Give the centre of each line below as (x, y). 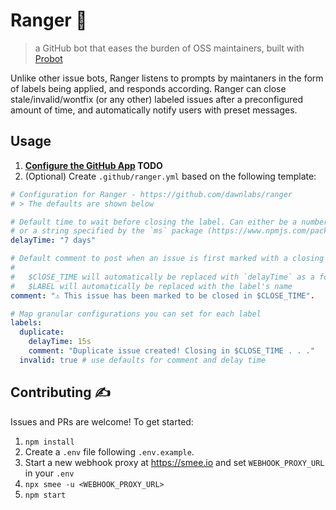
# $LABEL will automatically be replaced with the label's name (151, 286)
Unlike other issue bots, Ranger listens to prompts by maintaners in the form (167, 78)
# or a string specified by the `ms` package (106, 231)
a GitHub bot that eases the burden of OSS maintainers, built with (169, 48)
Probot (48, 58)
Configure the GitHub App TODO (93, 165)
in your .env (49, 473)
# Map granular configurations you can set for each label (136, 314)
